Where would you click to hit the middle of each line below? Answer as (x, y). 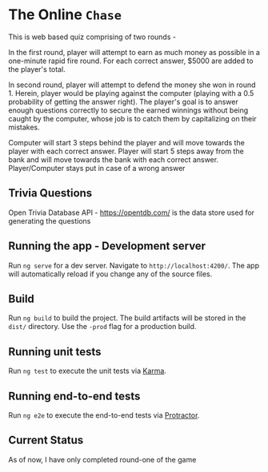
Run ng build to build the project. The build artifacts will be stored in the (127, 318)
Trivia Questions (50, 193)
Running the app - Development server (107, 246)
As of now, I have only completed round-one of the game (102, 459)
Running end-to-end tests (74, 396)
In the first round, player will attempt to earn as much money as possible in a (134, 52)
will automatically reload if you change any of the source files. (110, 274)
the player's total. (37, 69)
